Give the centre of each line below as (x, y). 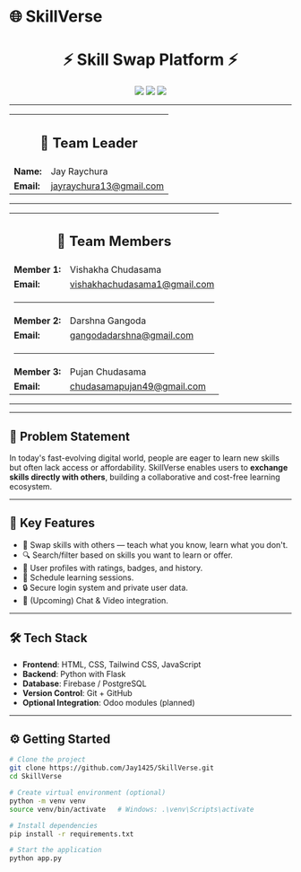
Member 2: (38, 321)
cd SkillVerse (36, 777)
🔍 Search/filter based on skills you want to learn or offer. (127, 555)
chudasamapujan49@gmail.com (138, 386)
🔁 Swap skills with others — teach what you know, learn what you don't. (155, 544)
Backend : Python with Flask (74, 674)
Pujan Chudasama (108, 372)
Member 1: (38, 269)
